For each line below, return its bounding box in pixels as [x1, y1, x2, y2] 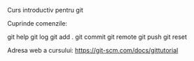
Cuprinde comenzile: [7, 19, 68, 27]
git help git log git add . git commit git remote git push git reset [7, 33, 188, 41]
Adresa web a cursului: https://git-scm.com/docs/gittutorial [7, 46, 179, 54]
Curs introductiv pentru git [7, 6, 84, 14]
